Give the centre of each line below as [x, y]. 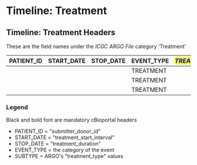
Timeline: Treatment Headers [61, 32]
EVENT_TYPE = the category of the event [64, 150]
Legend [17, 107]
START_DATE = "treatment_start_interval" [64, 137]
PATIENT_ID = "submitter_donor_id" [57, 131]
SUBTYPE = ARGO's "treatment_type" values [69, 156]
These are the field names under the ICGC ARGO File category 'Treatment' [96, 46]
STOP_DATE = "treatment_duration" [58, 144]
